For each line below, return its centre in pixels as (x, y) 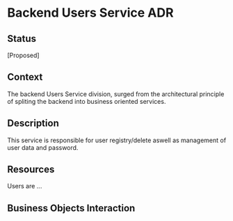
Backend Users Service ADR (90, 13)
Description (33, 123)
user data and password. (43, 147)
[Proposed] (23, 55)
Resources (31, 170)
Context (25, 77)
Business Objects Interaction (71, 208)
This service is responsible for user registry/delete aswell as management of (117, 140)
